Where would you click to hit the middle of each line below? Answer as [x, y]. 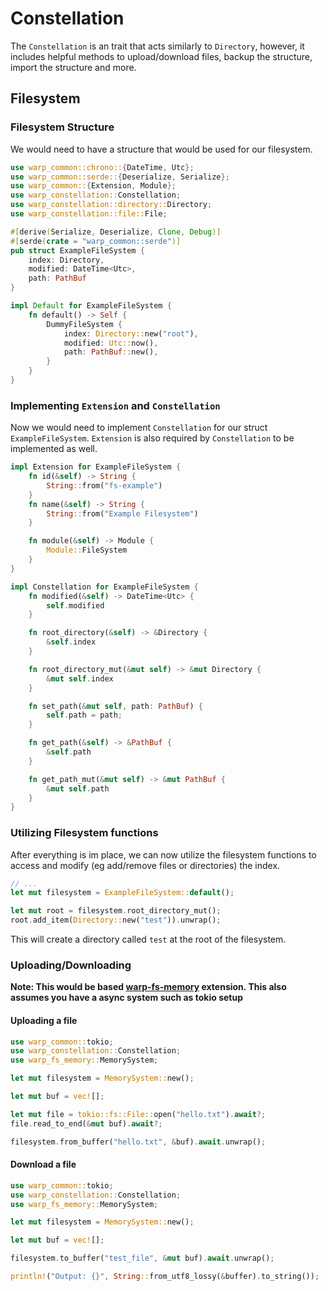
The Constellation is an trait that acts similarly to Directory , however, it [157, 46]
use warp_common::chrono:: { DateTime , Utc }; [102, 167]
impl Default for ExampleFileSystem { [91, 306]
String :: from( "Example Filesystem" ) [122, 513]
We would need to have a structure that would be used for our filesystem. [161, 149]
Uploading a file [44, 1020]
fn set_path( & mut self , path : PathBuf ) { [115, 706]
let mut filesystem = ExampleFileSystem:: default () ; [122, 893]
